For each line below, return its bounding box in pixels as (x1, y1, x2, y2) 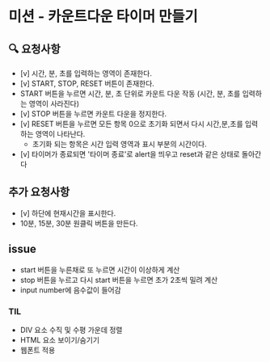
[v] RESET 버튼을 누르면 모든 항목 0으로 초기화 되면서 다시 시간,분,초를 (19, 119, 244, 128)
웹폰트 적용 (19, 345, 56, 355)
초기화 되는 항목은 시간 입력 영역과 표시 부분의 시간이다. (32, 139, 208, 149)
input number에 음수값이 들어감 (19, 284, 121, 295)
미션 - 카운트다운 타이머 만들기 (8, 7, 198, 26)
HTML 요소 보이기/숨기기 (19, 335, 99, 344)
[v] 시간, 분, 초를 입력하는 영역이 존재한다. (19, 69, 152, 78)
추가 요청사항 (8, 185, 70, 199)
